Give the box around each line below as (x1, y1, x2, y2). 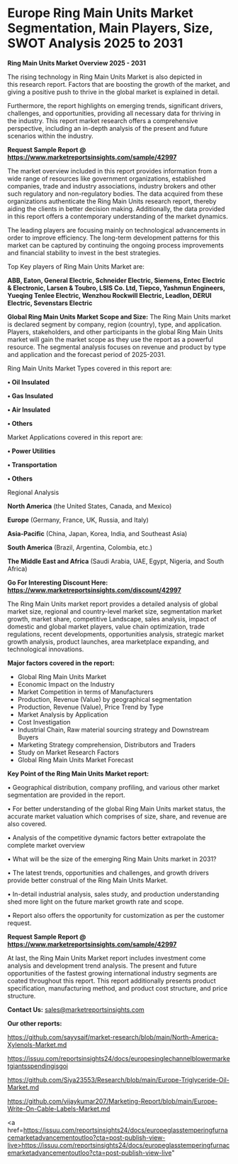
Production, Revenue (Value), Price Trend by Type (17, 703, 164, 711)
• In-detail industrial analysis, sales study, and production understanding (7, 890, 220, 898)
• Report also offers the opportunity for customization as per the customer (7, 911, 225, 919)
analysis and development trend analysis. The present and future (7, 961, 197, 970)
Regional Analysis (7, 488, 59, 496)
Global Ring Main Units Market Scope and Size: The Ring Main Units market (7, 312, 231, 321)
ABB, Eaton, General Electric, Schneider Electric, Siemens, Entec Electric (7, 276, 225, 284)
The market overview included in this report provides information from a (7, 166, 217, 175)
